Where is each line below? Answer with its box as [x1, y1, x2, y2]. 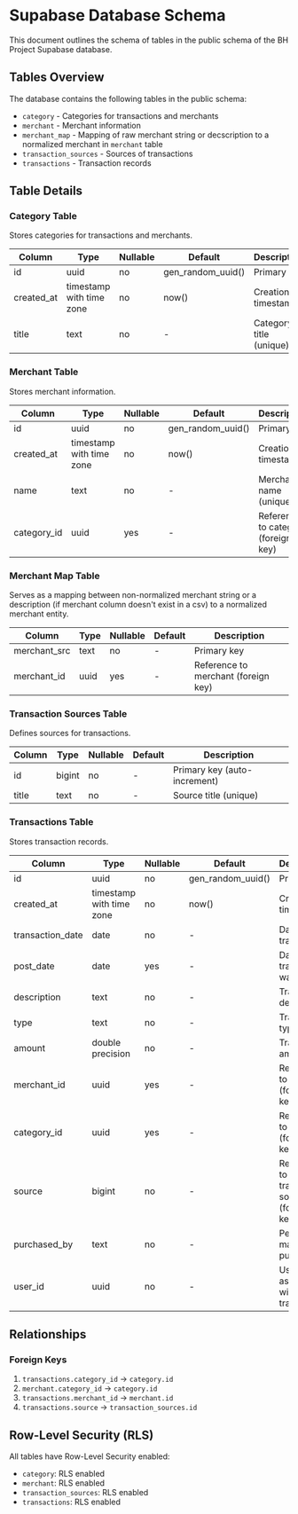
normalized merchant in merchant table [21, 138, 163, 149]
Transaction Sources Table [9, 707, 128, 719]
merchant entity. [9, 608, 69, 619]
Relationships [9, 1327, 87, 1342]
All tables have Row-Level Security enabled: [9, 1451, 170, 1462]
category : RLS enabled [21, 1469, 105, 1479]
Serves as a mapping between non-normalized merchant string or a [9, 590, 257, 600]
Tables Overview [9, 70, 105, 85]
